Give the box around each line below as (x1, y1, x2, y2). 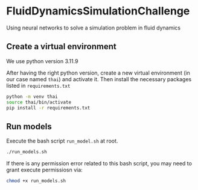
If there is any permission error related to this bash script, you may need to (6, 160, 192, 167)
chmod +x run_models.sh (6, 178, 66, 184)
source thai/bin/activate (6, 99, 71, 105)
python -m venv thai (6, 93, 59, 100)
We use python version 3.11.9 (6, 57, 78, 64)
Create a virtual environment (6, 41, 117, 52)
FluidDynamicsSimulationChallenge (6, 4, 190, 18)
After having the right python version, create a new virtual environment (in (6, 69, 190, 76)
